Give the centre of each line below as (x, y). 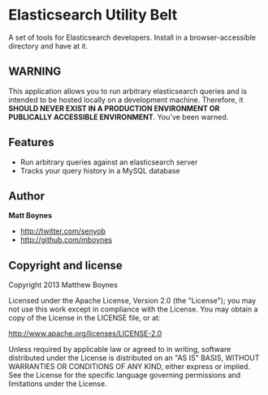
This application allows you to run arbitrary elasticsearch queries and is (128, 91)
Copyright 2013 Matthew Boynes (63, 285)
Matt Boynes (30, 216)
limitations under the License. (58, 384)
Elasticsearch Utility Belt (93, 15)
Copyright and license (66, 265)
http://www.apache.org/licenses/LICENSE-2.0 (85, 333)
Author (26, 196)
